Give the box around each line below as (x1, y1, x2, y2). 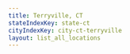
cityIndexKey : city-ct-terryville (8, 26, 123, 34)
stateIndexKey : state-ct (8, 19, 90, 27)
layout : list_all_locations (8, 33, 101, 42)
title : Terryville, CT (8, 11, 83, 20)
